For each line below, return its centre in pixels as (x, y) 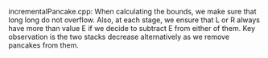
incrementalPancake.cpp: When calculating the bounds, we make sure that (132, 12)
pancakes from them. (43, 45)
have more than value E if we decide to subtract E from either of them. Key (132, 28)
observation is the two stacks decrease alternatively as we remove (119, 37)
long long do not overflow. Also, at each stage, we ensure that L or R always (134, 20)
